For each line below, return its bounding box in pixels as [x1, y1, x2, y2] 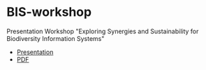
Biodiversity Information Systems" [6, 34, 105, 42]
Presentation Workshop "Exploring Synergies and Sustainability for [6, 27, 199, 35]
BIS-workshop [6, 4, 92, 20]
